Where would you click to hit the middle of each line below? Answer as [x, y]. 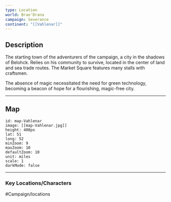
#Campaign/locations [28, 194]
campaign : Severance [27, 19]
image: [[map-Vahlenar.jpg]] [36, 125]
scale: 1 [15, 161]
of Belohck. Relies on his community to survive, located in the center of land [85, 63]
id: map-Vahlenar [24, 121]
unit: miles [18, 156]
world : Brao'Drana [25, 15]
